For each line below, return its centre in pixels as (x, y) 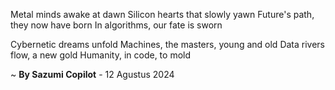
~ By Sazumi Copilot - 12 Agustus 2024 (92, 74)
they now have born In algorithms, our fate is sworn (116, 25)
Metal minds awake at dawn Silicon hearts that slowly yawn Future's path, (162, 14)
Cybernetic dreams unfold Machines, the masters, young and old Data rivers (168, 44)
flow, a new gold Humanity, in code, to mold (101, 55)
